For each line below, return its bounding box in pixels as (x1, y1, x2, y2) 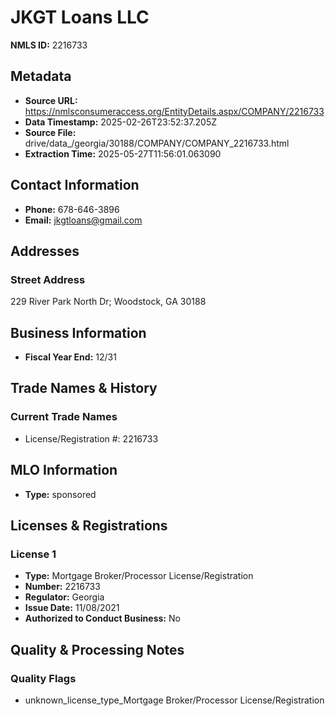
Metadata (10, 68, 72, 85)
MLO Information (10, 462, 118, 479)
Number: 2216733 (24, 581, 101, 593)
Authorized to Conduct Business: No (24, 612, 181, 625)
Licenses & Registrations (10, 517, 168, 534)
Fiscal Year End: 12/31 (24, 351, 117, 363)
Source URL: (24, 94, 78, 106)
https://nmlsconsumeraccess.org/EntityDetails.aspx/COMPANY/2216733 (24, 105, 325, 117)
